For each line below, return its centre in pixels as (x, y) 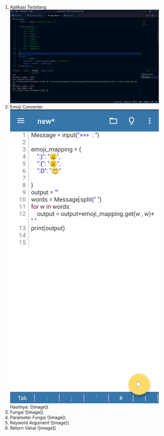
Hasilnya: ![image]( (29, 407)
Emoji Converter (26, 107)
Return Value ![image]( (33, 428)
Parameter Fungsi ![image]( (38, 418)
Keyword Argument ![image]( (39, 423)
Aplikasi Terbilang (28, 7)
